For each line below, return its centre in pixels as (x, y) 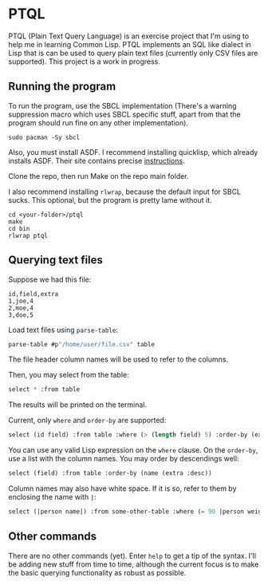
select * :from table (44, 389)
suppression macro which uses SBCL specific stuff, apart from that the (124, 114)
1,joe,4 (21, 301)
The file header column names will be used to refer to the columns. (118, 359)
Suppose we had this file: (50, 279)
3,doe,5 (21, 315)
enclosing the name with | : (53, 497)
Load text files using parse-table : (63, 330)
